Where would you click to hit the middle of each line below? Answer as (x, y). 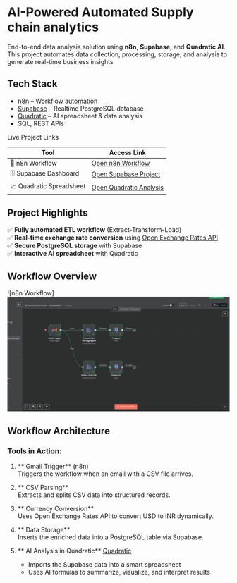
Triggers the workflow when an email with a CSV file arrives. (105, 474)
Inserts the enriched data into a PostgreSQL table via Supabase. (110, 537)
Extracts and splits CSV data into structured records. (94, 495)
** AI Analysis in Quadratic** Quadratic (74, 551)
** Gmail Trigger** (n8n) (53, 467)
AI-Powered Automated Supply (101, 12)
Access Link (127, 153)
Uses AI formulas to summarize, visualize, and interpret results (119, 572)
